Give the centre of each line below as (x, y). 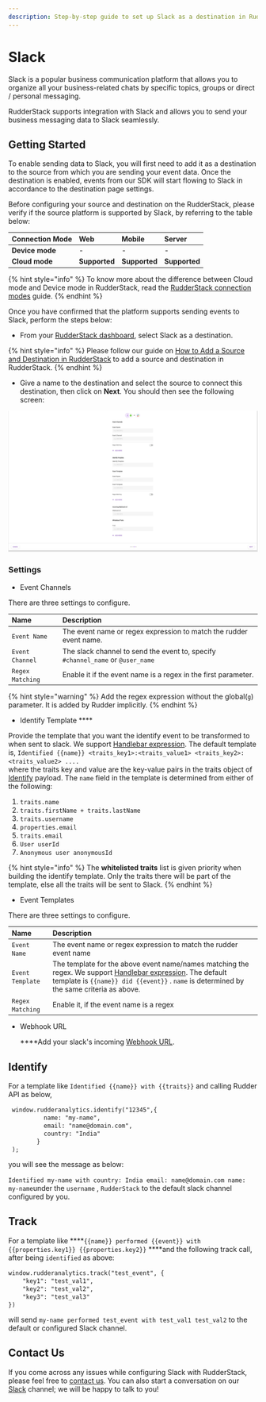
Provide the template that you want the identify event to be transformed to (129, 736)
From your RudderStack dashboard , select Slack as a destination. (126, 335)
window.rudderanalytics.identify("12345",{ (84, 1110)
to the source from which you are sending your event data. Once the (120, 172)
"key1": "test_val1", (58, 1281)
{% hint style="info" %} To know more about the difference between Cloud (131, 279)
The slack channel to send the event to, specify (139, 651)
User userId (39, 845)
